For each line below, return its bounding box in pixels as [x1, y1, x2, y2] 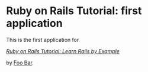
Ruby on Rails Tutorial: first [6, 4, 142, 18]
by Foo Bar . [6, 59, 34, 66]
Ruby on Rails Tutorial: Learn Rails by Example [6, 47, 120, 54]
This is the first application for [6, 36, 79, 43]
